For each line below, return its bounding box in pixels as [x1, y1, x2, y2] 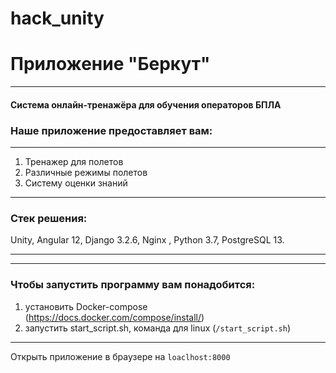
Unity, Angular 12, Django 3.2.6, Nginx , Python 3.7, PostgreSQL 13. [10, 234, 285, 246]
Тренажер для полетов [24, 156, 124, 168]
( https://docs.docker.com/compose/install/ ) [24, 311, 205, 323]
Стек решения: [10, 211, 88, 225]
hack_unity [10, 7, 105, 30]
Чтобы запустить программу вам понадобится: [10, 278, 256, 292]
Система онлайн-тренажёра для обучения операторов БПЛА [10, 98, 282, 111]
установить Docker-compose [24, 300, 148, 312]
